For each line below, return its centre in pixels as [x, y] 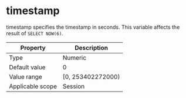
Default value [27, 67]
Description [92, 48]
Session [74, 86]
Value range [26, 76]
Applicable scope [33, 86]
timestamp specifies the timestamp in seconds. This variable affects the [93, 27]
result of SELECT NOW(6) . [35, 33]
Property [33, 48]
